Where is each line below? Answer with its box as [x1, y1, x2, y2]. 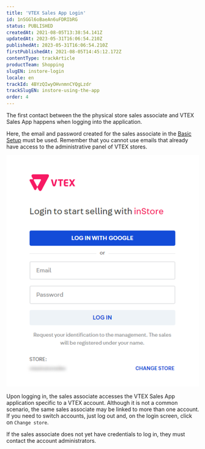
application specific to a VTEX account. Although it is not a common [6, 399, 178, 407]
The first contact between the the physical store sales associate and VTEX [6, 112, 195, 119]
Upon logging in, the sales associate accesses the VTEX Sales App [6, 393, 176, 400]
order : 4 [6, 94, 29, 101]
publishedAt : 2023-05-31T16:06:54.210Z [6, 42, 108, 48]
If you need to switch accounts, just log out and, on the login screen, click [6, 412, 193, 420]
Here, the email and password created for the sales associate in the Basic [6, 130, 192, 137]
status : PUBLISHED [6, 23, 53, 29]
